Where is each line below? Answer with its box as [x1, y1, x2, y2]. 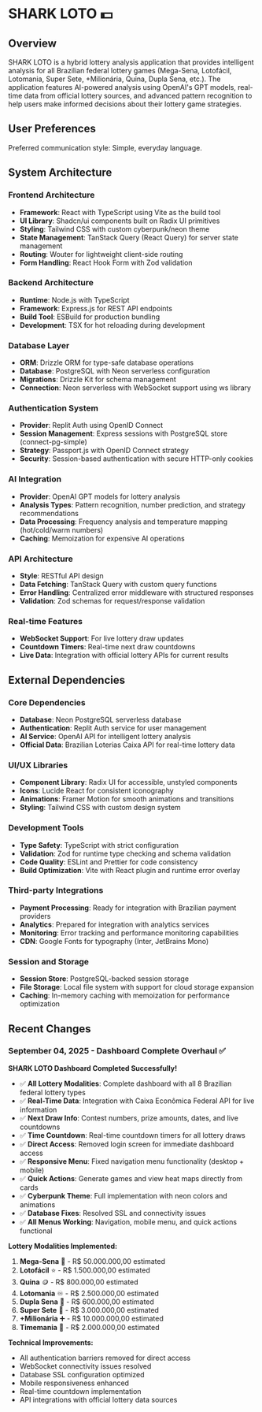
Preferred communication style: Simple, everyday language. [8, 143, 202, 152]
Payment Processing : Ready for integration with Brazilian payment [19, 903, 237, 912]
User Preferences [8, 122, 96, 136]
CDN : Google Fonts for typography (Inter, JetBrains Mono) [19, 936, 209, 946]
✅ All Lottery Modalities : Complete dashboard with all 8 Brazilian [19, 1079, 232, 1088]
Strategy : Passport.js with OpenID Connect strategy [19, 446, 189, 455]
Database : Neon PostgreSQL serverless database [19, 715, 182, 724]
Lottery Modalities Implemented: [8, 1241, 118, 1250]
